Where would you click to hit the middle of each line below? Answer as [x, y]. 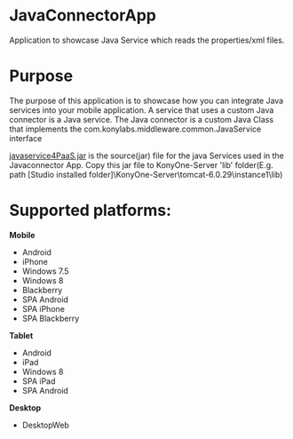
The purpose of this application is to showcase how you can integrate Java [146, 100]
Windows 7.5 [45, 271]
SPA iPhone [43, 308]
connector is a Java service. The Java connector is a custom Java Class [141, 119]
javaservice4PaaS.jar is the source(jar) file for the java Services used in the [146, 156]
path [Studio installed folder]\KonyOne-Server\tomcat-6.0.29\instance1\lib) [146, 174]
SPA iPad [39, 381]
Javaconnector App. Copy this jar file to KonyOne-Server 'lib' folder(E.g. [141, 164]
